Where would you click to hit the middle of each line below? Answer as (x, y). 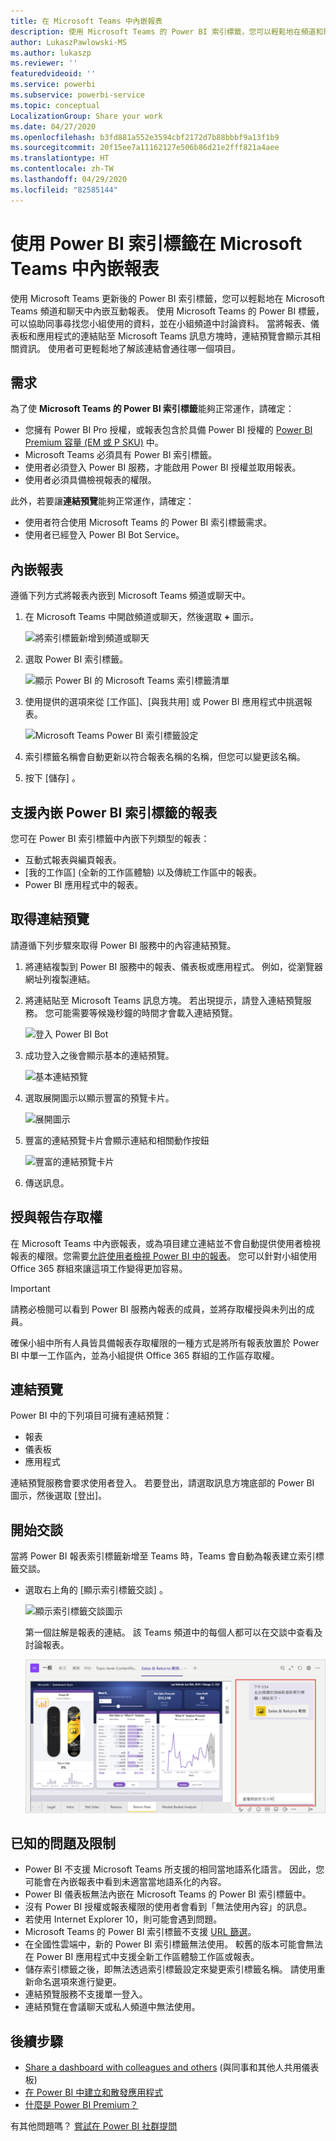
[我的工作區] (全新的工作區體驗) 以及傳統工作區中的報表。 (143, 872)
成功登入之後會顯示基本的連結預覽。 (99, 1055)
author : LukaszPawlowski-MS (69, 42)
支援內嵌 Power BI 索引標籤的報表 (114, 812)
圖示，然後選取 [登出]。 (59, 1496)
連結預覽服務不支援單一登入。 (86, 1994)
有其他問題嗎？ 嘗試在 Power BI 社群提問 (94, 2126)
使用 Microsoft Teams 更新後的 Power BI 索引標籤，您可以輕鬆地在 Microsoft (167, 298)
